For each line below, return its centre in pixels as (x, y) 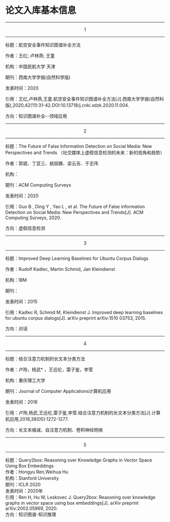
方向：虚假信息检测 (25, 228)
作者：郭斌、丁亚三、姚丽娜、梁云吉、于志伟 (52, 163)
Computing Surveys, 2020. (33, 218)
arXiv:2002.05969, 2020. (32, 508)
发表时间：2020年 (24, 490)
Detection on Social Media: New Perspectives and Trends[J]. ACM (74, 212)
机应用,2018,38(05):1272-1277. (37, 419)
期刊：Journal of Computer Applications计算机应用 (58, 391)
